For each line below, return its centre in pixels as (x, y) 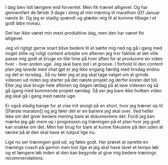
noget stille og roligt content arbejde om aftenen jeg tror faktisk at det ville (82, 53)
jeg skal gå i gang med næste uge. (41, 96)
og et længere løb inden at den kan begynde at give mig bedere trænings (81, 153)
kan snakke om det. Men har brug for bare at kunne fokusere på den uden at (84, 127)
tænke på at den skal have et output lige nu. (51, 132)
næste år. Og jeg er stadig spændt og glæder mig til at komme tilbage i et (81, 18)
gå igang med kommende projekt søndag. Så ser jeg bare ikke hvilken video (83, 91)
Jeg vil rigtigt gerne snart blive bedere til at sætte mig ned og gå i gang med (84, 48)
